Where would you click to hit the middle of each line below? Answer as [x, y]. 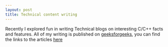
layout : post [19, 10]
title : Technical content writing [41, 14]
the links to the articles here [34, 39]
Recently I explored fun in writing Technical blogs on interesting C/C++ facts [84, 28]
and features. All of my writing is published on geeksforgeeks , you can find [83, 34]
